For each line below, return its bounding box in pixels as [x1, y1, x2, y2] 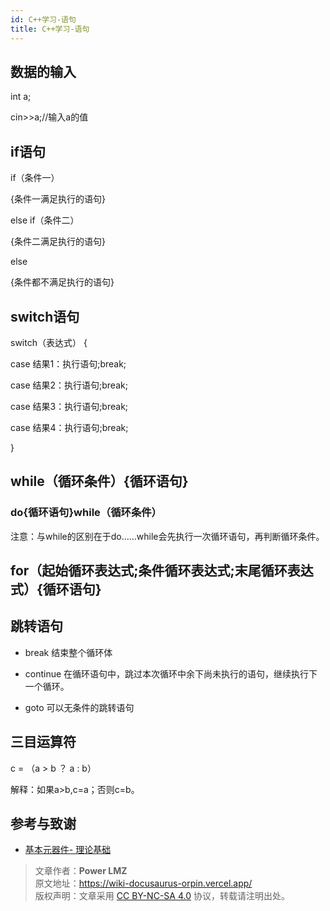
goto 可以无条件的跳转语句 [24, 701, 135, 713]
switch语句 [10, 308, 80, 325]
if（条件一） [10, 172, 60, 184]
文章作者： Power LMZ [34, 865, 128, 877]
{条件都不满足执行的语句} [10, 276, 115, 288]
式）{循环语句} [10, 581, 102, 598]
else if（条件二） [10, 214, 80, 226]
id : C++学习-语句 [10, 14, 77, 25]
